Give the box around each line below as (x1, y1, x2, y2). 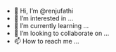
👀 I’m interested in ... (13, 14, 74, 22)
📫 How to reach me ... (13, 37, 79, 45)
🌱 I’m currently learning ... (13, 22, 89, 30)
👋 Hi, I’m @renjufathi (13, 7, 74, 15)
